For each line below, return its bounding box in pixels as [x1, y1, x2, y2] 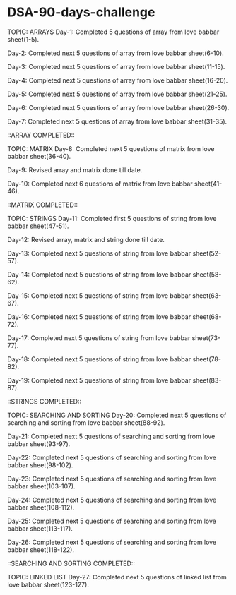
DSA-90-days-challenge [7, 4, 155, 20]
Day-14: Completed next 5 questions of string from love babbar [7, 270, 191, 279]
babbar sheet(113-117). [7, 524, 73, 533]
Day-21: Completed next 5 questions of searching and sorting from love [7, 432, 216, 440]
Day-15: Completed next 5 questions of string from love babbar [7, 291, 191, 300]
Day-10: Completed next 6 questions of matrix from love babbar [7, 179, 193, 188]
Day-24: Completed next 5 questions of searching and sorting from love [7, 495, 217, 504]
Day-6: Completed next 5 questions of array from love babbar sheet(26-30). [7, 103, 230, 112]
